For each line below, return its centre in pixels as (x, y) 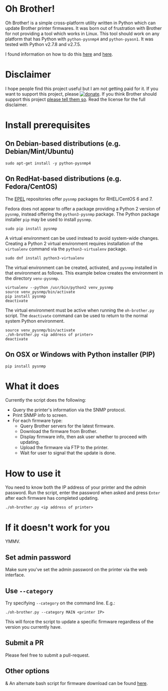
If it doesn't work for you (58, 527)
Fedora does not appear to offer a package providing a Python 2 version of (83, 208)
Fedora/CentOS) (31, 187)
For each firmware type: (37, 421)
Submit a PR (25, 643)
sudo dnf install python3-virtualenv (45, 258)
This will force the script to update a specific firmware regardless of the (79, 621)
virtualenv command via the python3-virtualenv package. (66, 249)
